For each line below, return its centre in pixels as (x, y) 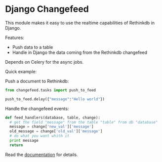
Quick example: (21, 71)
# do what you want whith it (40, 136)
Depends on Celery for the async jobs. (44, 62)
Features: (15, 38)
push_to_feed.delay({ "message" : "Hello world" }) (55, 99)
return (16, 145)
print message (24, 141)
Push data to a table (33, 47)
